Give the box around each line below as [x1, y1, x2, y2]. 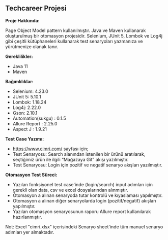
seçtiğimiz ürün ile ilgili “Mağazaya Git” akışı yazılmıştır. [12, 156, 129, 162]
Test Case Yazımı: [5, 135, 44, 142]
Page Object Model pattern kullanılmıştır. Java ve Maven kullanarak [5, 27, 146, 33]
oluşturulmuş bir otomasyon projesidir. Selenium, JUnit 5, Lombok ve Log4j [5, 32, 163, 39]
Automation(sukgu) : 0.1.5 [12, 115, 66, 121]
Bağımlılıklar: [5, 78, 34, 84]
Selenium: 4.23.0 [12, 88, 48, 94]
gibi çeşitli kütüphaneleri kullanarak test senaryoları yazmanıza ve [5, 38, 143, 44]
